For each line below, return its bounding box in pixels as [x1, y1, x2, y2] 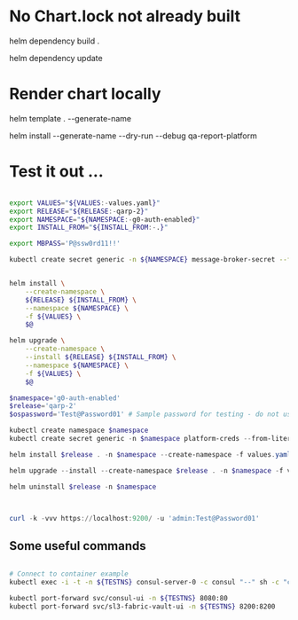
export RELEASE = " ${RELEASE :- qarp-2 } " [9, 207, 149, 216]
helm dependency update [9, 52, 104, 63]
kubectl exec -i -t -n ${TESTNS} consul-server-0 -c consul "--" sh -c [9, 578, 279, 587]
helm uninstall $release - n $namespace [9, 482, 157, 491]
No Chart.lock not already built [9, 6, 241, 27]
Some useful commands [9, 538, 146, 553]
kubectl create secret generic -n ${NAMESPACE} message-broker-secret [9, 255, 276, 264]
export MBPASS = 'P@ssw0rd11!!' [9, 239, 122, 248]
